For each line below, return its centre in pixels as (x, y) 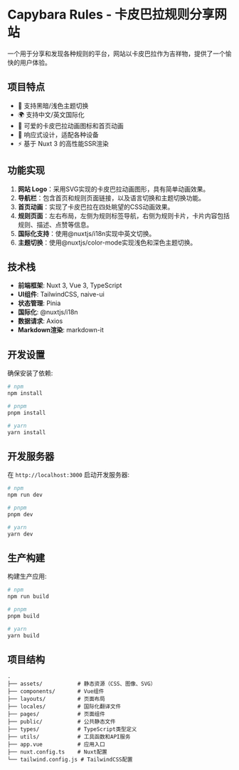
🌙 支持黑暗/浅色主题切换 (53, 106)
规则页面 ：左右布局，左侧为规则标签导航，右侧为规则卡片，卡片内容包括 (123, 215)
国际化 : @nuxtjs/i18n (48, 312)
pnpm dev (20, 514)
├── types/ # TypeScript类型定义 (72, 729)
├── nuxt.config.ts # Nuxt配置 (58, 752)
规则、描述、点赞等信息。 (55, 225)
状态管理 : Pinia (39, 303)
